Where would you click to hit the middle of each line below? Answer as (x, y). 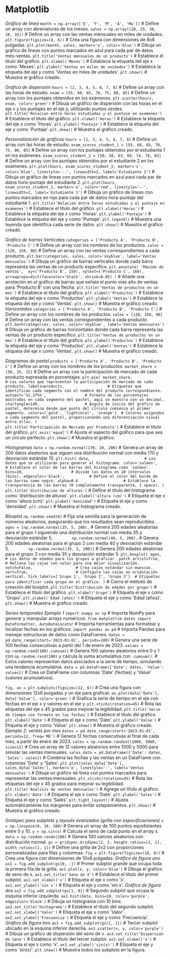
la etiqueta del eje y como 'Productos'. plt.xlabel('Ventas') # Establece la (84, 346)
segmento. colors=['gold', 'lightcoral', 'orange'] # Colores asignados (85, 413)
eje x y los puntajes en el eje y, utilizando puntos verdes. (64, 109)
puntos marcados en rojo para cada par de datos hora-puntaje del (74, 197)
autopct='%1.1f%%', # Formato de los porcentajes (77, 395)
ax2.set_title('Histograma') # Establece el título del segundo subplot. (80, 906)
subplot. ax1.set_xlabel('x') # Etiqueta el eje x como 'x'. (65, 879)
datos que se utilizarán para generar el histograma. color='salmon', (81, 463)
